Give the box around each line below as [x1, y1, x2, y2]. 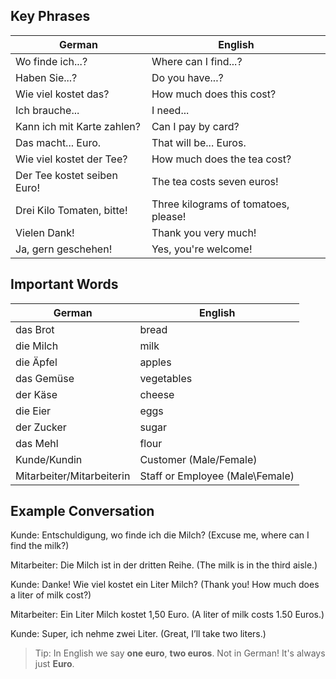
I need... [151, 103, 190, 117]
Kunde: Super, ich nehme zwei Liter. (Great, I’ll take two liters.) [10, 628, 267, 640]
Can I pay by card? [151, 119, 240, 133]
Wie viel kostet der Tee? [15, 152, 128, 166]
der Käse [15, 387, 58, 401]
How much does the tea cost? [151, 152, 292, 166]
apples [139, 355, 172, 369]
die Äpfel [15, 355, 58, 369]
